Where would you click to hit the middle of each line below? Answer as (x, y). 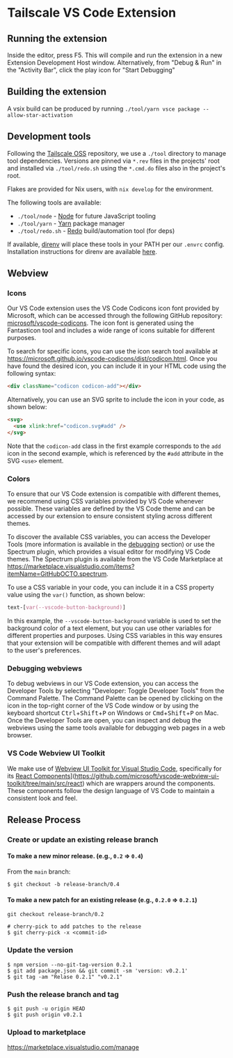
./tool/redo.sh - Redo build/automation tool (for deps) (96, 230)
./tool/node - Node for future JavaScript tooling (87, 216)
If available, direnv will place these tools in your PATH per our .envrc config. (116, 244)
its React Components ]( (41, 776)
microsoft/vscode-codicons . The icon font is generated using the (101, 323)
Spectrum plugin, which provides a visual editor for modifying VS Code (109, 552)
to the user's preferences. (45, 650)
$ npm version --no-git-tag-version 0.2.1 (70, 965)
